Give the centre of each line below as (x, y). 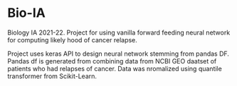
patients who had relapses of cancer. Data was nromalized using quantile (115, 68)
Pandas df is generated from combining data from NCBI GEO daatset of (112, 61)
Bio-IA (27, 13)
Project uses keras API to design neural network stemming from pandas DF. (118, 54)
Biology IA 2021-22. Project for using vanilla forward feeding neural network (119, 32)
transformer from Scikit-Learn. (52, 76)
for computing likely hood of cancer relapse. (72, 39)
